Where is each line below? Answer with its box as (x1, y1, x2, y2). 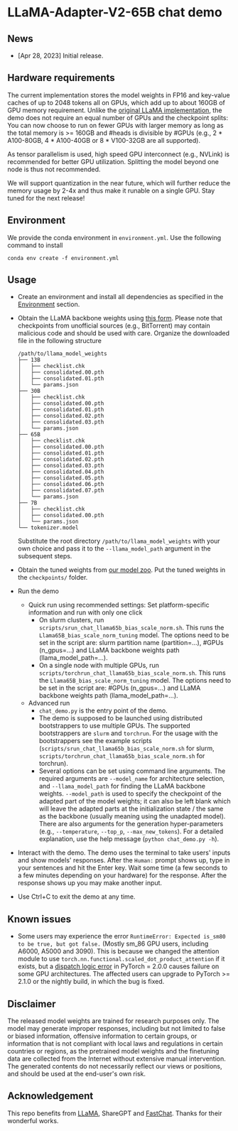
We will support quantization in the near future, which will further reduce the (7, 178, 231, 187)
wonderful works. (7, 1116, 59, 1125)
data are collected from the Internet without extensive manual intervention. (7, 1054, 226, 1063)
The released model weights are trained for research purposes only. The (7, 1017, 220, 1025)
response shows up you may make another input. (17, 879, 162, 887)
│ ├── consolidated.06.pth (17, 481, 104, 488)
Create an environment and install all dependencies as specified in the (17, 293, 224, 301)
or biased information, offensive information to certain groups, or (7, 1032, 198, 1041)
